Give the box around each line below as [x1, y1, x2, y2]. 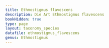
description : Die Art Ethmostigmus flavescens [5, 12, 104, 17]
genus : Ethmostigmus [5, 35, 49, 40]
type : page [5, 21, 28, 26]
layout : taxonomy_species [5, 26, 59, 31]
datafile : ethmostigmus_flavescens [5, 30, 80, 35]
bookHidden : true [5, 16, 42, 21]
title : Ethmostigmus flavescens [5, 7, 73, 12]
